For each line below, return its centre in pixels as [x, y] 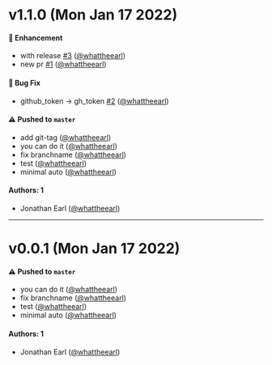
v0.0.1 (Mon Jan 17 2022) [94, 249]
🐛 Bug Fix [24, 83]
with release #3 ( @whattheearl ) [73, 56]
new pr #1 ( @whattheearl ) [63, 64]
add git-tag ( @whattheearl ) [66, 137]
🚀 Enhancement [36, 37]
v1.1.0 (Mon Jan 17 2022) [93, 15]
